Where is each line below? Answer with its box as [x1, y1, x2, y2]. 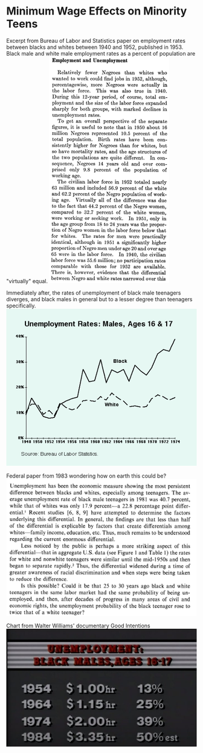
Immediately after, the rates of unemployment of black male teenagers [6, 289, 181, 296]
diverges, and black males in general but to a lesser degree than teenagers [6, 295, 193, 303]
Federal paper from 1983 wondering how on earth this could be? [6, 472, 167, 479]
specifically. [6, 302, 36, 309]
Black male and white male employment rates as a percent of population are [6, 50, 196, 57]
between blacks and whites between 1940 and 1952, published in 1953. [6, 43, 184, 51]
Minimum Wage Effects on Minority [6, 4, 187, 18]
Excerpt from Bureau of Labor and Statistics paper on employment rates [6, 37, 186, 44]
